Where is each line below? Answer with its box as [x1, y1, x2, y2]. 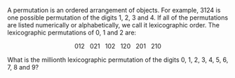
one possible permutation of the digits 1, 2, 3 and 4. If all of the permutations [7, 13, 229, 22]
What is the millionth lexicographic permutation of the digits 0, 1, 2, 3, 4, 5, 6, [7, 56, 229, 64]
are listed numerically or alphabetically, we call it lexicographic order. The [7, 21, 220, 29]
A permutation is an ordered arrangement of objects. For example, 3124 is [7, 6, 221, 14]
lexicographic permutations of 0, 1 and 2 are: [7, 28, 137, 37]
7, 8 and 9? [7, 63, 39, 71]
